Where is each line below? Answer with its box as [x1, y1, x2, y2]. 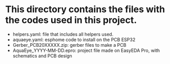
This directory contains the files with [5, 4, 165, 15]
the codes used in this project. [5, 14, 137, 26]
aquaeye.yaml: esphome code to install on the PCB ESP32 [12, 37, 136, 43]
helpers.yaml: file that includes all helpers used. [12, 31, 114, 37]
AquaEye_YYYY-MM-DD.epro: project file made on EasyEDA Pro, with [12, 47, 160, 53]
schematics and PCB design [12, 52, 73, 59]
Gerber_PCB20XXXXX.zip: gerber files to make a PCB [12, 42, 126, 48]
